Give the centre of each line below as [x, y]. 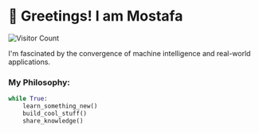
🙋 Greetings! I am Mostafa [96, 16]
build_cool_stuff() [55, 113]
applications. [29, 62]
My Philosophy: [39, 82]
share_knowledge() [53, 121]
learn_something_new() [60, 106]
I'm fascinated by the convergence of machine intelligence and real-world [129, 53]
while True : [28, 99]
